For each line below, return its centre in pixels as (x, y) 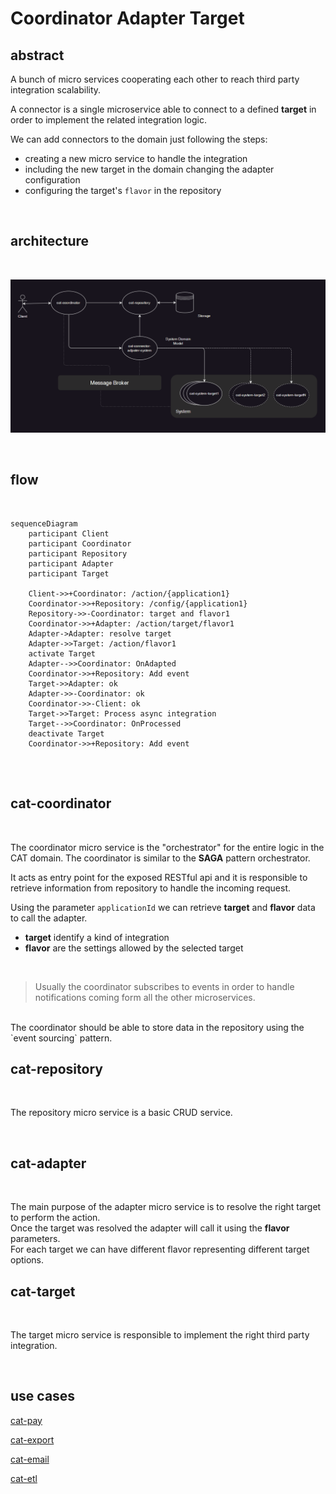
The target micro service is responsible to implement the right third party (160, 1334)
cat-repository (56, 1068)
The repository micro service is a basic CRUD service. (121, 1113)
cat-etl (24, 1478)
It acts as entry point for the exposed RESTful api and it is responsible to (159, 877)
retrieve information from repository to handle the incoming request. (150, 888)
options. (27, 1260)
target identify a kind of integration (97, 937)
